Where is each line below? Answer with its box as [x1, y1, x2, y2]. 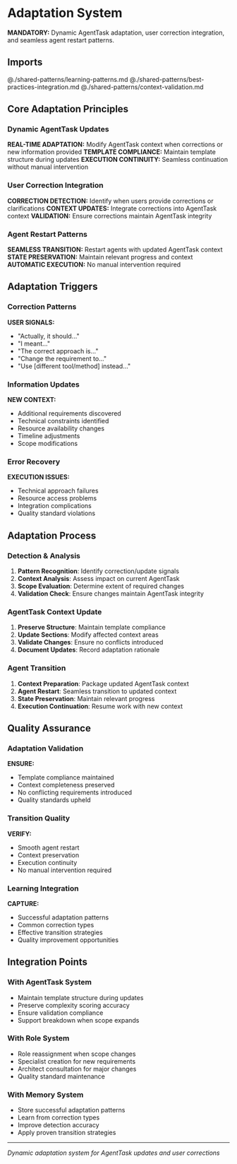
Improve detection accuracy [17, 1121, 100, 1129]
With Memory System [7, 1090, 84, 1100]
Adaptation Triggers [7, 281, 98, 293]
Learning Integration [7, 883, 79, 893]
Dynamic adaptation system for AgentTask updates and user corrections [7, 1148, 220, 1157]
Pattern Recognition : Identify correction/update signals [17, 567, 180, 575]
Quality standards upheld [17, 796, 91, 804]
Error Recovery [7, 457, 61, 466]
